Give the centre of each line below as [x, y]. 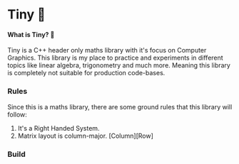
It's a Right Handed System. [59, 128]
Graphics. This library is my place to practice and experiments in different [115, 58]
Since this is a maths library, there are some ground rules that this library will [120, 106]
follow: [17, 114]
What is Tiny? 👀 [31, 34]
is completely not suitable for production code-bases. [86, 73]
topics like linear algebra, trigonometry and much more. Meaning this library [119, 65]
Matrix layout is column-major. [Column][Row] [85, 136]
